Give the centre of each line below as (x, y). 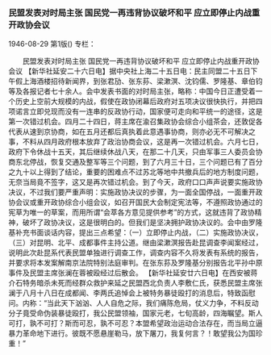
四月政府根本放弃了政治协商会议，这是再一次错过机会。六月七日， (153, 142)
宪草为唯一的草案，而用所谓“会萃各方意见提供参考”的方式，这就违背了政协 (132, 212)
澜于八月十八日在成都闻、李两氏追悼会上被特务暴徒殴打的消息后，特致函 (128, 293)
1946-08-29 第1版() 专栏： (52, 44)
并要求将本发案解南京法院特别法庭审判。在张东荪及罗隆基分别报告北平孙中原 (135, 263)
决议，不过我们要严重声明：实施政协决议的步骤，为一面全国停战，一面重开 (132, 192)
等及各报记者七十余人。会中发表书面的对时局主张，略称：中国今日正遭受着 (132, 91)
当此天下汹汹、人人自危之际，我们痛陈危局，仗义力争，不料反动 (153, 303)
